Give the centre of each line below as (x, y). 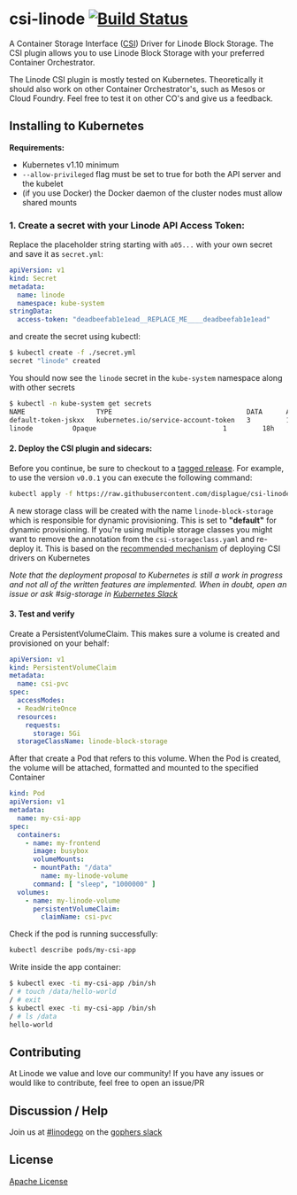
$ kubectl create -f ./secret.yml (73, 353)
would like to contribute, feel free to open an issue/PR (107, 1083)
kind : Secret (33, 278)
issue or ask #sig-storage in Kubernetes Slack (94, 594)
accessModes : (41, 701)
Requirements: (37, 147)
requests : (43, 725)
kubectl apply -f (41, 493)
